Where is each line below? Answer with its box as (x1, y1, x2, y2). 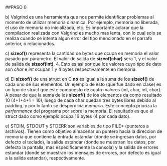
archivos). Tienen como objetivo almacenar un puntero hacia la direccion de (5, 128, 162, 134)
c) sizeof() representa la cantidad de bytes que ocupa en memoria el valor (5, 50, 159, 56)
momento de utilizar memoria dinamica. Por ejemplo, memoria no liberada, (5, 20, 159, 25)
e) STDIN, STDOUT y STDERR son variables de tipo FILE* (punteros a (5, 123, 149, 129)
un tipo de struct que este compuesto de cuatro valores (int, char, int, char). (5, 87, 162, 92)
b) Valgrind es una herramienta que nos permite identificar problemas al (5, 14, 154, 20)
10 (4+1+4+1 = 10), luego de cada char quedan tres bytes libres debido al (5, 97, 156, 103)
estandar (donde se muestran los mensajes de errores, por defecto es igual (5, 150, 161, 155)
